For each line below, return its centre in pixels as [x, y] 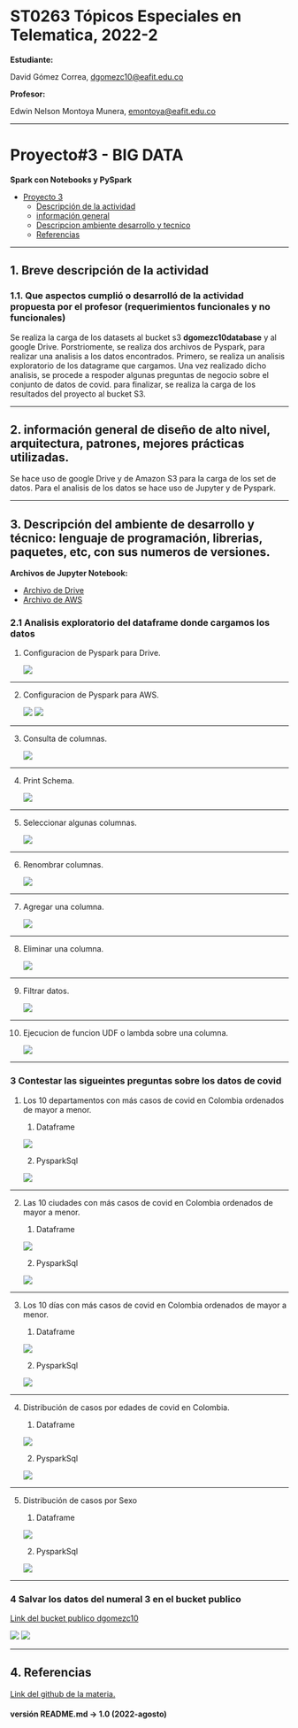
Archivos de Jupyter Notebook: [69, 574]
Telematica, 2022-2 [84, 35]
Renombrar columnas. [63, 865]
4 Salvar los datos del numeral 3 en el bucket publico [126, 1599]
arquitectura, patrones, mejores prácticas [127, 443]
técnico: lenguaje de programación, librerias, [137, 538]
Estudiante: [32, 59]
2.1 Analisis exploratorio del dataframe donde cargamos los [140, 623]
